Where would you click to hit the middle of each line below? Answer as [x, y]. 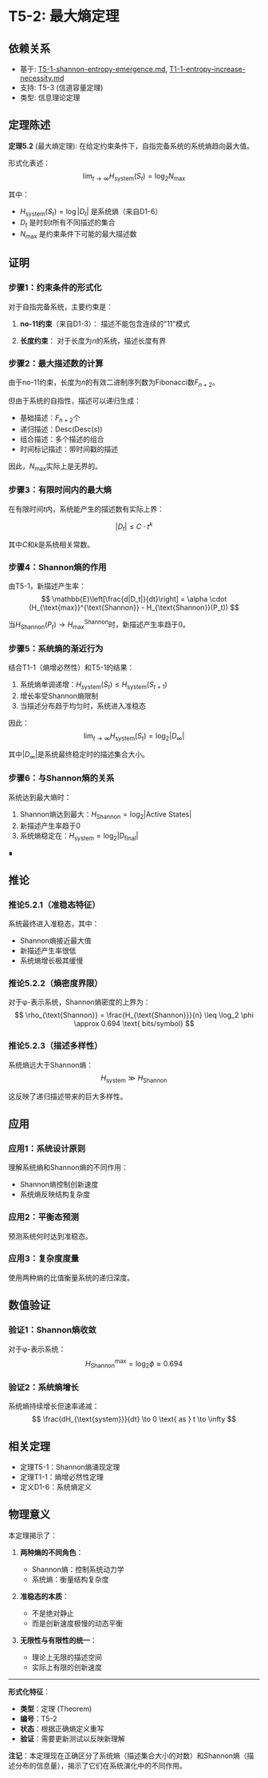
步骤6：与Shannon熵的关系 [61, 778]
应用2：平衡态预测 [44, 1217]
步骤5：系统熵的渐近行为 [56, 648]
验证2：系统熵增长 [44, 1387]
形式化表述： [29, 163]
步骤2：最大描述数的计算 [56, 363]
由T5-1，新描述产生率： [47, 586]
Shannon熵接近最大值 [55, 941]
